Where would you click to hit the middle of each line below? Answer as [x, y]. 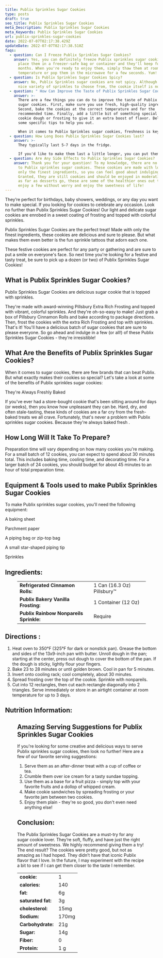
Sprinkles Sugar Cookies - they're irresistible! [50, 338]
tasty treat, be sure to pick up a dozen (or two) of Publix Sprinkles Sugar [77, 260]
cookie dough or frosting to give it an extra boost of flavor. [84, 118]
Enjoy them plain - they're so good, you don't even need [80, 802]
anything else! [38, 808]
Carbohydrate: [37, 924]
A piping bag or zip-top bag [33, 538]
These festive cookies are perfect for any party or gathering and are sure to [81, 249]
